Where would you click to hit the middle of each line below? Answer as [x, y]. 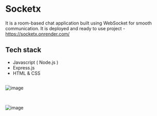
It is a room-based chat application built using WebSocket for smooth [79, 23]
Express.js [24, 67]
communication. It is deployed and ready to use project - [65, 28]
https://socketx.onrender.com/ [38, 34]
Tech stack [23, 50]
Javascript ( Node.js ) [35, 62]
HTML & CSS [26, 73]
